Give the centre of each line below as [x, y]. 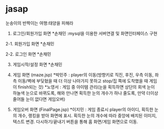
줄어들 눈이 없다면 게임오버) [39, 99]
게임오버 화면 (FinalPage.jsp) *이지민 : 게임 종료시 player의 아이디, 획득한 [83, 109]
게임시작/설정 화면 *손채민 [37, 64]
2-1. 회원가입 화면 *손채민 [30, 44]
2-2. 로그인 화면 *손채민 [28, 54]
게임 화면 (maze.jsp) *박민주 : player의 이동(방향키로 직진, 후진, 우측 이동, [83, 74]
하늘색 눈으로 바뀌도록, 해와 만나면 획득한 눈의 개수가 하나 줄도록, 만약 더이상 [85, 93]
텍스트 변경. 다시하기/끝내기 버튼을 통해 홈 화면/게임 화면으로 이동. [75, 121]
